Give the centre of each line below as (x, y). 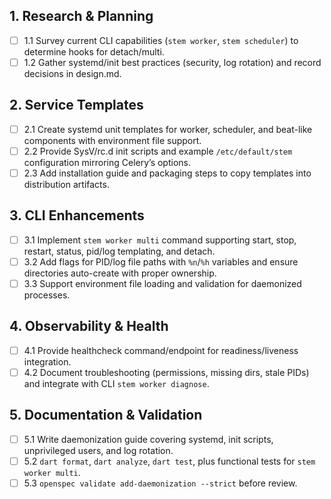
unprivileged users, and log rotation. (98, 450)
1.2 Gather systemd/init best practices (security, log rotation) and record (172, 62)
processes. (47, 295)
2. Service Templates (76, 105)
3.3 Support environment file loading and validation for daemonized (162, 283)
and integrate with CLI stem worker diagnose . (116, 383)
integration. (47, 361)
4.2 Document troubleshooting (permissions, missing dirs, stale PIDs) (166, 372)
